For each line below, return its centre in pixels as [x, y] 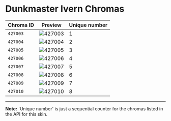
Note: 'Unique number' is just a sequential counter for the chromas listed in [84, 109]
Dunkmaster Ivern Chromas [65, 9]
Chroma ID [21, 25]
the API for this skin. [26, 114]
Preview [52, 25]
